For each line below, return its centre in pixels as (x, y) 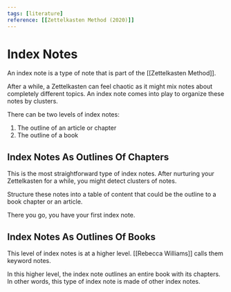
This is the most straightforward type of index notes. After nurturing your (111, 174)
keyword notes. (29, 261)
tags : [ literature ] (35, 13)
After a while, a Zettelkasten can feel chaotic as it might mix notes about (110, 86)
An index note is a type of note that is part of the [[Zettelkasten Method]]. (112, 73)
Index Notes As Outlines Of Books (82, 236)
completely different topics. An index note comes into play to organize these (116, 94)
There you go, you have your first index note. (71, 215)
